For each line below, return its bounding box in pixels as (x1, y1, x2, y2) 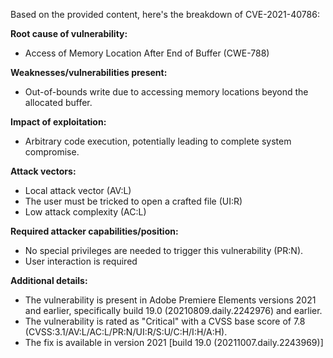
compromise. (24, 146, 80, 158)
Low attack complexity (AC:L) (24, 206, 147, 218)
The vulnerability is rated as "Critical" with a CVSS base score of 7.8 (24, 315, 306, 327)
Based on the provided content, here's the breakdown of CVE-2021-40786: (10, 9, 320, 20)
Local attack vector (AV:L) (24, 185, 132, 196)
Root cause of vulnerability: (10, 28, 128, 39)
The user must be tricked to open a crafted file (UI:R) (24, 195, 243, 207)
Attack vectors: (10, 165, 77, 177)
